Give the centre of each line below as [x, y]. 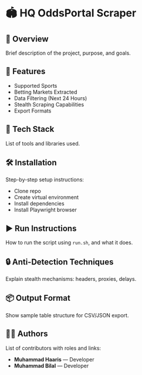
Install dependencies [39, 204]
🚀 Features [26, 72]
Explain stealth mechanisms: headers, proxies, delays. [71, 279]
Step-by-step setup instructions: [45, 180]
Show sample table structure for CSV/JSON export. [67, 315]
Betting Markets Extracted [45, 92]
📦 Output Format [38, 298]
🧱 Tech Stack [30, 129]
